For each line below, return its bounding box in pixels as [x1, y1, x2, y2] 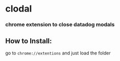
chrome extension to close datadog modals [5, 21, 115, 28]
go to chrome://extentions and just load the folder [5, 50, 111, 56]
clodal [5, 3, 32, 15]
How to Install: [5, 36, 52, 45]
